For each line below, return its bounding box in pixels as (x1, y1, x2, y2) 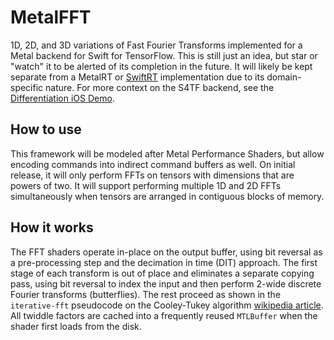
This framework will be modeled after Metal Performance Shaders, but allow (10, 147, 325, 160)
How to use (10, 121, 82, 138)
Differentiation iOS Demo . (10, 92, 115, 104)
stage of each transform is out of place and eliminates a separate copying (10, 267, 315, 279)
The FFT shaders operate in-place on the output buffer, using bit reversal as (10, 246, 323, 258)
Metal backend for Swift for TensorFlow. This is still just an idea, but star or (10, 49, 318, 61)
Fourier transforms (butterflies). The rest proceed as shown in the (10, 288, 282, 300)
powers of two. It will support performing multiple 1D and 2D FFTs (10, 179, 282, 191)
